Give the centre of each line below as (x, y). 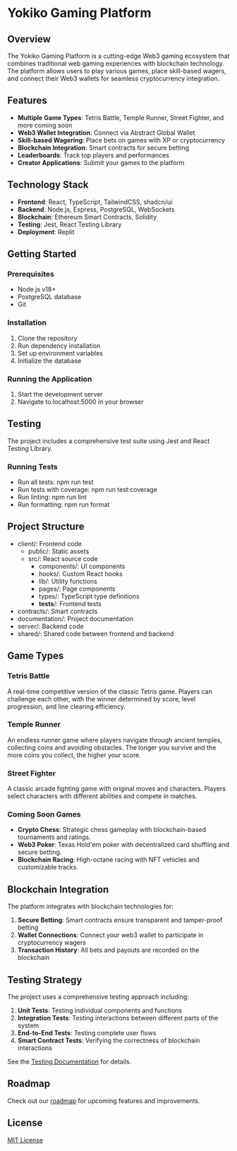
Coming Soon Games (44, 814)
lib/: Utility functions (68, 581)
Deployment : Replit (46, 231)
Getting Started (42, 254)
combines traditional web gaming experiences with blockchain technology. (116, 64)
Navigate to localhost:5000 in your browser (80, 402)
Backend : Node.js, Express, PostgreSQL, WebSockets (96, 209)
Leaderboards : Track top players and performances (93, 155)
